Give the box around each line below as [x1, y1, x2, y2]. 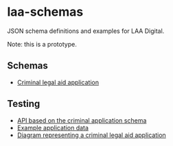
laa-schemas [7, 4, 84, 20]
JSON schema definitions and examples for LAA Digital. [7, 27, 165, 35]
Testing [7, 98, 41, 110]
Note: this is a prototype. [7, 40, 77, 48]
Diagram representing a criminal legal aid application [16, 131, 166, 139]
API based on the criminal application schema [16, 116, 147, 124]
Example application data [16, 123, 89, 132]
